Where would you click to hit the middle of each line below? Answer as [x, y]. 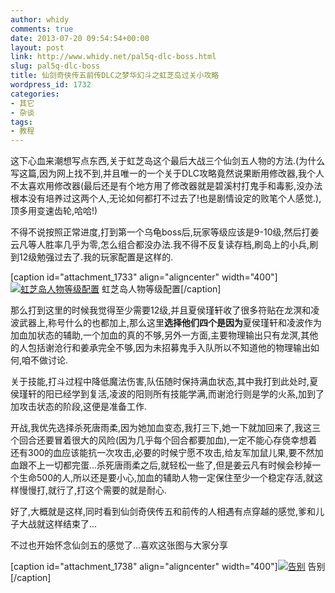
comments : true [42, 29]
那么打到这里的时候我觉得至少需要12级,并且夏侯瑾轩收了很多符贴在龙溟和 [161, 310]
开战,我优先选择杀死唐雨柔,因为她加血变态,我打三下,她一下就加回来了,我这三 [166, 428]
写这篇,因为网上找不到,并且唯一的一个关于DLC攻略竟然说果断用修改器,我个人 [167, 173]
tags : [21, 122]
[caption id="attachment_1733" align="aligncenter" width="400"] [144, 277]
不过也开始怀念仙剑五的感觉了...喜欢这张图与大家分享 [119, 545]
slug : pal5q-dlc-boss [55, 66]
